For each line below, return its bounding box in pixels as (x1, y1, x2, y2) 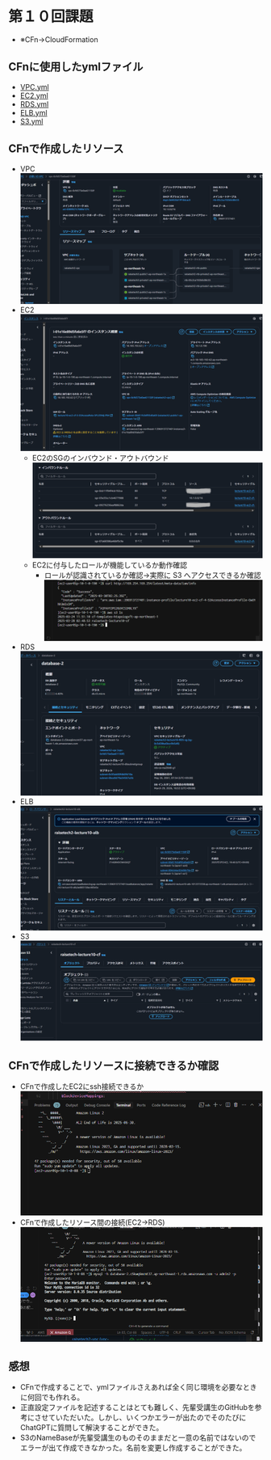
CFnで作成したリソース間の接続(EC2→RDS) (19, 1217, 165, 1227)
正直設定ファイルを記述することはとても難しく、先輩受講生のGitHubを (19, 1403, 256, 1412)
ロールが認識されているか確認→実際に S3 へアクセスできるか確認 (44, 571, 261, 580)
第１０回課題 (8, 7, 94, 26)
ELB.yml (19, 108, 48, 117)
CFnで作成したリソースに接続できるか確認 (8, 1058, 219, 1072)
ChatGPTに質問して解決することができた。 (19, 1423, 164, 1433)
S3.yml (19, 116, 44, 126)
